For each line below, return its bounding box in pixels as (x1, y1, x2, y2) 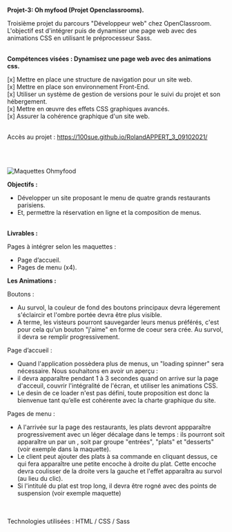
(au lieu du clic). (17, 475, 64, 482)
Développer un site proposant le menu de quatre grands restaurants (17, 193, 211, 202)
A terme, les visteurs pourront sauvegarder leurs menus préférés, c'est (17, 318, 220, 326)
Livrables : (7, 229, 38, 237)
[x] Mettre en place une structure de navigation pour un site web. (7, 75, 193, 84)
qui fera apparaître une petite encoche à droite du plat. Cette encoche (17, 459, 216, 468)
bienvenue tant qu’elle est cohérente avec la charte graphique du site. (17, 397, 216, 404)
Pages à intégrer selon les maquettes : (7, 243, 117, 251)
